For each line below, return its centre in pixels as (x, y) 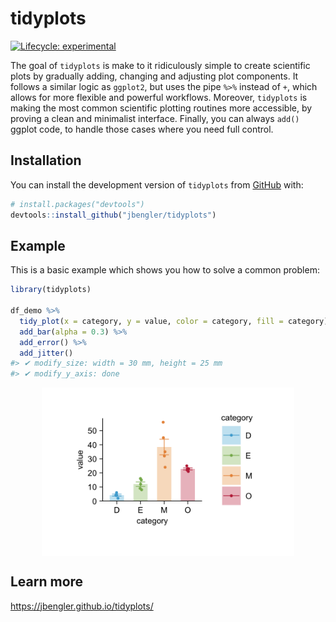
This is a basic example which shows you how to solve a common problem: (165, 270)
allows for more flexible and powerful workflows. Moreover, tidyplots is (159, 97)
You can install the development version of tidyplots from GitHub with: (157, 184)
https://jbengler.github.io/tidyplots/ (82, 606)
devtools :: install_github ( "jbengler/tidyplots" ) (113, 215)
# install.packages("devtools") (77, 204)
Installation (46, 160)
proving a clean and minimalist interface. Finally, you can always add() (155, 118)
